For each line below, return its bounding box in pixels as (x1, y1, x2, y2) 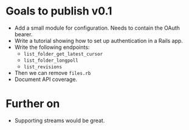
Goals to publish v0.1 (5, 4, 112, 18)
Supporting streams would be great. (14, 117, 105, 124)
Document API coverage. (14, 76, 77, 83)
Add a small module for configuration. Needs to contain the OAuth (14, 24, 180, 31)
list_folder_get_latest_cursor (23, 51, 103, 57)
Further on (5, 97, 60, 111)
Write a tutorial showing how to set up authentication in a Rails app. (14, 37, 184, 44)
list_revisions (23, 63, 62, 70)
